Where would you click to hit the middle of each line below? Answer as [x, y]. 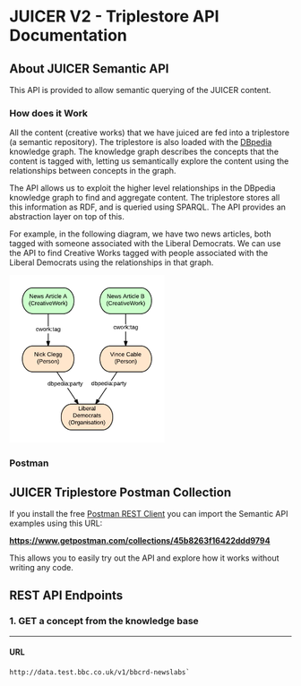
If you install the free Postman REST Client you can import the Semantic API [149, 514]
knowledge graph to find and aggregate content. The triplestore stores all [145, 198]
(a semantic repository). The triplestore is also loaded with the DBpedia [141, 142]
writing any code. [41, 568]
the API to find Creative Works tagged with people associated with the [139, 253]
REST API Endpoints [66, 596]
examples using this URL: [56, 523]
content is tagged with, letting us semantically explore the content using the [149, 161]
